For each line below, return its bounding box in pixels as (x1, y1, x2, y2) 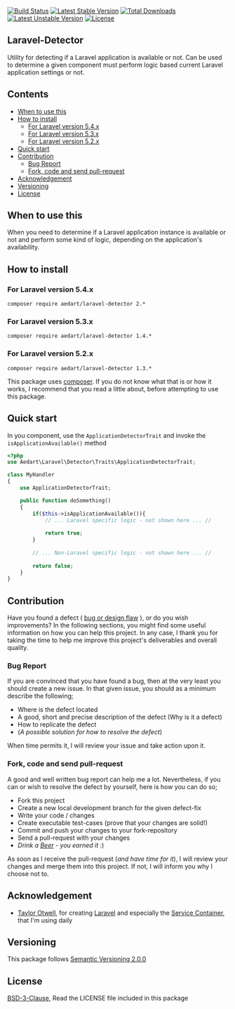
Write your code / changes (17, 811, 95, 819)
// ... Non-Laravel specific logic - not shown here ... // (32, 549, 212, 556)
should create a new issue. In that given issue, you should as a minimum (7, 684, 216, 693)
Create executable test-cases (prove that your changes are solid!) (17, 819, 208, 827)
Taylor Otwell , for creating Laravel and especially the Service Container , (17, 909, 225, 917)
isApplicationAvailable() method (7, 438, 107, 447)
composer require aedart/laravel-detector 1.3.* (7, 365, 152, 372)
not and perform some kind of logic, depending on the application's (7, 235, 203, 244)
